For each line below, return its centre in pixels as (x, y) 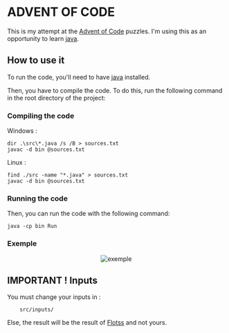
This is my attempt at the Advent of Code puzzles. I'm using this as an (107, 31)
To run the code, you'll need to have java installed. (79, 77)
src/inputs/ (37, 310)
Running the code (37, 198)
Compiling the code (41, 116)
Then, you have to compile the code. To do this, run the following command (115, 90)
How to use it (36, 61)
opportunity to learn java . (43, 38)
